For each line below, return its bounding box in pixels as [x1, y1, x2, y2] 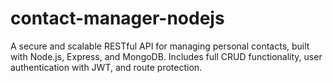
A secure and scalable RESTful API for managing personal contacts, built [10, 40, 310, 52]
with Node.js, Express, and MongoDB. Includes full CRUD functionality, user [10, 50, 323, 62]
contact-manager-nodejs [10, 7, 225, 30]
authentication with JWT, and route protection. [10, 61, 203, 73]
